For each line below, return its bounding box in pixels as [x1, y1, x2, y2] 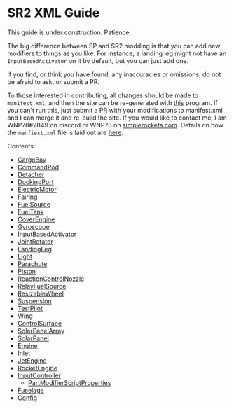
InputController [17, 371, 62, 380]
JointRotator [17, 237, 54, 246]
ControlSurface [17, 319, 62, 327]
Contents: [7, 141, 36, 150]
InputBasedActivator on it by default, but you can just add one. [7, 56, 189, 64]
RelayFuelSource [17, 282, 67, 290]
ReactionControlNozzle [17, 275, 85, 283]
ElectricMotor [17, 185, 57, 193]
